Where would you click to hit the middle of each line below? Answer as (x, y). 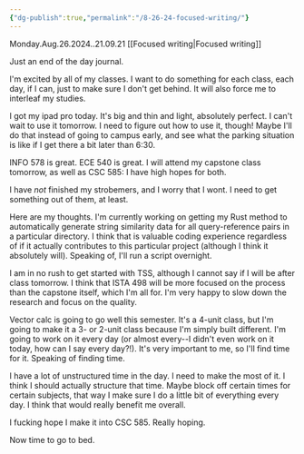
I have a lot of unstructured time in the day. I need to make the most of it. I (147, 375)
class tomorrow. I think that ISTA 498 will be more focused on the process (147, 282)
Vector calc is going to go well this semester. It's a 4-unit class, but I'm (142, 320)
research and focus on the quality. (74, 301)
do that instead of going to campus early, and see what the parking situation (152, 135)
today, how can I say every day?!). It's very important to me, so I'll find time (150, 348)
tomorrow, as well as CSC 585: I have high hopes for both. (118, 172)
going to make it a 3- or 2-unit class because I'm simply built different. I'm (147, 329)
